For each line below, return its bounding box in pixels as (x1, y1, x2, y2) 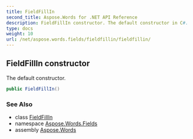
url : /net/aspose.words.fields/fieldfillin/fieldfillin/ (6, 36, 151, 42)
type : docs (6, 25, 33, 32)
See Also (6, 100, 33, 108)
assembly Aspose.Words (14, 126, 76, 133)
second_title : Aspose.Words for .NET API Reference (6, 14, 137, 20)
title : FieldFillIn (6, 8, 55, 15)
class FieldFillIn (14, 113, 53, 121)
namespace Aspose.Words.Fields (14, 120, 97, 127)
